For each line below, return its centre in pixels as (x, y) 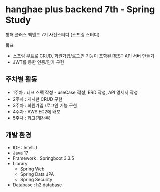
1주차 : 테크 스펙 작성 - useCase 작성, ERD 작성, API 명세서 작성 (75, 92)
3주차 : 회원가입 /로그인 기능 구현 (45, 105)
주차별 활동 (21, 80)
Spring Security (36, 179)
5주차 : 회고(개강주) (32, 118)
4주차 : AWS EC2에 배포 (36, 111)
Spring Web (32, 169)
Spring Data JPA (37, 174)
